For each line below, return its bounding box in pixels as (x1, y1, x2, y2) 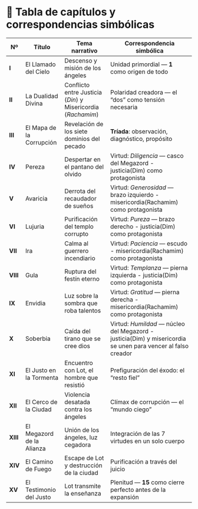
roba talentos (64, 306, 101, 314)
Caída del (64, 327, 91, 335)
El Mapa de (25, 123, 57, 132)
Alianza (25, 444, 46, 452)
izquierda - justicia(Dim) (110, 271, 179, 279)
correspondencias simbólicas (6, 18, 155, 31)
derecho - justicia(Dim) (110, 222, 176, 231)
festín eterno (64, 274, 100, 283)
